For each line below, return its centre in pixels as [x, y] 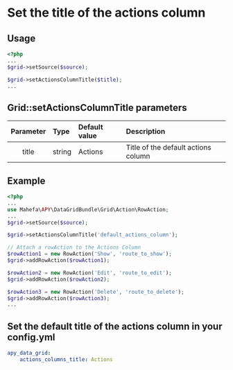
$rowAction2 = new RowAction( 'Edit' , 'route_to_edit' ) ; [89, 273]
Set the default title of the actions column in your [115, 326]
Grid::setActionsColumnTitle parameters [97, 108]
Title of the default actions [169, 148]
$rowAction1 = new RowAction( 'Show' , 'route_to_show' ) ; [89, 254]
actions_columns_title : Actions [66, 359]
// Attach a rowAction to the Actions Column [74, 247]
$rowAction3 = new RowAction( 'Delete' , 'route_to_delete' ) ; [96, 292]
